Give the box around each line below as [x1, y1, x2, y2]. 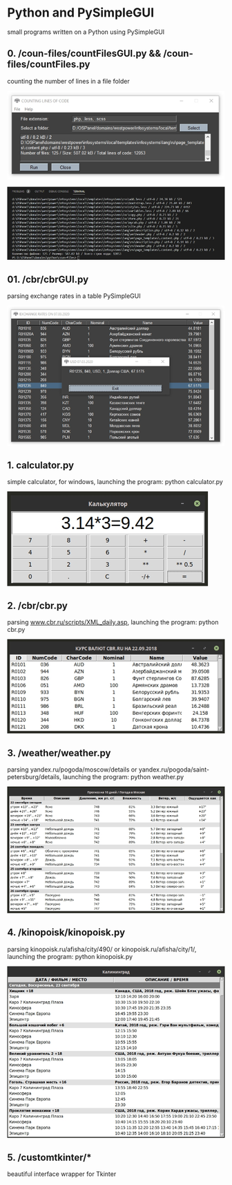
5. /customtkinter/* [7, 1151, 92, 1163]
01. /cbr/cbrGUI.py [7, 273, 89, 285]
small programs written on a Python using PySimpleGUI [7, 28, 165, 36]
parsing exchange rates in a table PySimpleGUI [7, 292, 141, 300]
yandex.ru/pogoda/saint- [138, 765, 209, 774]
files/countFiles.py [7, 59, 90, 71]
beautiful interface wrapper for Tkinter [7, 1170, 117, 1178]
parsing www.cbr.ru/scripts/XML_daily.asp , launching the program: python [7, 618, 219, 626]
